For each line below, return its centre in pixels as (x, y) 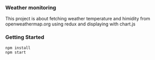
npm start (16, 52)
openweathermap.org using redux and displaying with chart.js (70, 24)
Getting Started (25, 37)
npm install (18, 48)
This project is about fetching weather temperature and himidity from (78, 19)
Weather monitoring (31, 8)
